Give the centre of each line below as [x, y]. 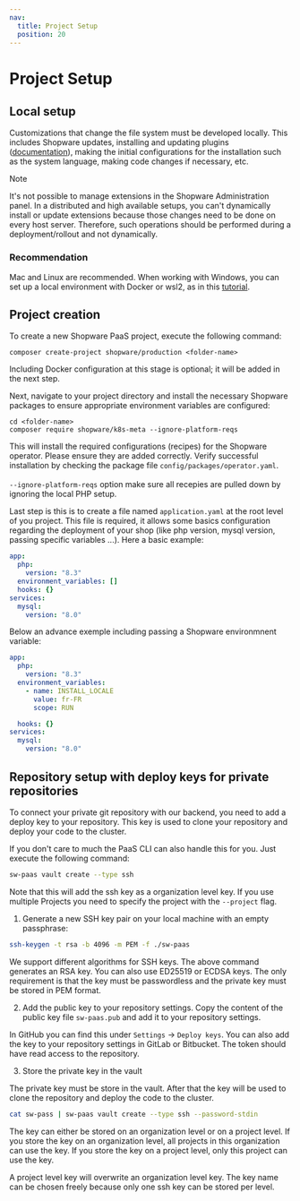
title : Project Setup [58, 26]
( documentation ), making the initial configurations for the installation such [146, 152]
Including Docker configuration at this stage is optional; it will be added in [145, 369]
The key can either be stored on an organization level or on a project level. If [150, 1131]
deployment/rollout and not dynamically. [84, 235]
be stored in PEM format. [55, 990]
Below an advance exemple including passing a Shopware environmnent [143, 631]
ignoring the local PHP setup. [63, 494]
